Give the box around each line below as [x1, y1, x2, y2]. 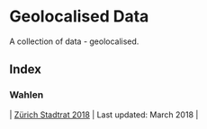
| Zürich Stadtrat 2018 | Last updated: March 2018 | [9, 109, 199, 120]
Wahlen [9, 89, 44, 101]
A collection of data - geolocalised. [9, 36, 139, 47]
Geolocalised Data [9, 6, 149, 27]
